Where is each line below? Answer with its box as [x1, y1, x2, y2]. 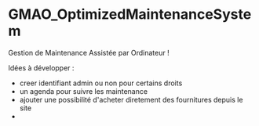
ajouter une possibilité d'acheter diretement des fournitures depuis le [19, 95, 243, 104]
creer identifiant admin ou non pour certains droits [19, 78, 183, 88]
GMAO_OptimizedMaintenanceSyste [8, 5, 252, 23]
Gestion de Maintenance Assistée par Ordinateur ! [8, 48, 170, 57]
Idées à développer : [8, 63, 75, 72]
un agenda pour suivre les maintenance [19, 86, 148, 95]
